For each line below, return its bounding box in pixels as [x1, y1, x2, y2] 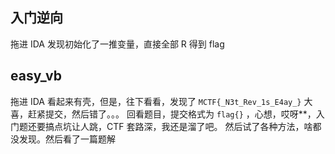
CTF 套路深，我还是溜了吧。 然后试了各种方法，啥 [106, 120, 313, 132]
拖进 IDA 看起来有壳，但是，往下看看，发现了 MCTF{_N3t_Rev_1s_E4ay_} [10, 95, 302, 107]
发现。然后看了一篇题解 [18, 133, 116, 145]
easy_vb [10, 68, 62, 85]
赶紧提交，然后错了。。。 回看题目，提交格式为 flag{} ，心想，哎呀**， [27, 108, 317, 120]
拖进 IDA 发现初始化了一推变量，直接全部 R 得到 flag [10, 38, 225, 50]
